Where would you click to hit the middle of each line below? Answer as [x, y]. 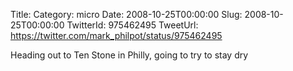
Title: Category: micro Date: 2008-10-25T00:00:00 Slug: [126, 14]
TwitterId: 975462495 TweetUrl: [132, 25]
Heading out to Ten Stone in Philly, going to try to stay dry [129, 55]
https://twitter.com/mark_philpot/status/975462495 [116, 35]
